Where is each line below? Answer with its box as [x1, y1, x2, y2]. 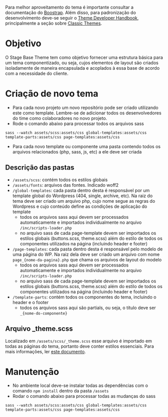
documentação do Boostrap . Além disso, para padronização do [5, 10, 136, 16]
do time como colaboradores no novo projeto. [12, 115, 107, 121]
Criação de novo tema [5, 88, 99, 99]
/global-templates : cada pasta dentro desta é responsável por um [12, 187, 150, 193]
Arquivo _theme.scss [5, 325, 73, 333]
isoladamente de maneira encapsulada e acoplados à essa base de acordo [5, 65, 160, 71]
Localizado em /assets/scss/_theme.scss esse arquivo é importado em [5, 338, 152, 344]
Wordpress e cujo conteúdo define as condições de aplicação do [12, 203, 147, 209]
